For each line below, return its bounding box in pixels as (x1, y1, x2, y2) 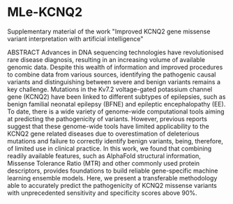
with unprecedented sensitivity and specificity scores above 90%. (7, 189, 197, 197)
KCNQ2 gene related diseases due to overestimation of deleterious (7, 130, 200, 138)
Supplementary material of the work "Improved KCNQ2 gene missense (7, 27, 211, 36)
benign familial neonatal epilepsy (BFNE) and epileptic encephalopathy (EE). (7, 100, 226, 108)
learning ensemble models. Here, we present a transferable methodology (7, 173, 218, 182)
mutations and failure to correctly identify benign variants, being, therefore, (7, 136, 223, 145)
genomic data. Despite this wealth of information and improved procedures (7, 63, 223, 71)
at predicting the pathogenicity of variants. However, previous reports (7, 114, 208, 123)
